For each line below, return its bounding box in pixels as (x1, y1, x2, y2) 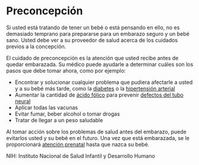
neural (14, 97, 31, 105)
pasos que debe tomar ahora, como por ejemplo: (6, 67, 126, 74)
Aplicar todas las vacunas (14, 104, 78, 111)
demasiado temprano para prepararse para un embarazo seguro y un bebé (6, 30, 190, 37)
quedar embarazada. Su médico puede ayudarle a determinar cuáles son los (6, 61, 194, 68)
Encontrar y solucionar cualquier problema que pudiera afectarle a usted (14, 79, 193, 86)
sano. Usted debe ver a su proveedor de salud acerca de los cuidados (6, 36, 178, 43)
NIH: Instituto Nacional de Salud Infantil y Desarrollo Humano (6, 152, 156, 159)
